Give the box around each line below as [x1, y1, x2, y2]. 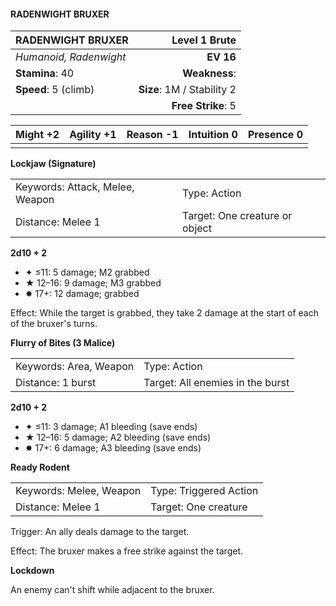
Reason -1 [126, 128, 179, 142]
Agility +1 [69, 128, 117, 142]
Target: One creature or [182, 209, 293, 223]
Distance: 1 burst [15, 376, 97, 390]
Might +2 [15, 128, 60, 142]
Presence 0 [247, 128, 303, 142]
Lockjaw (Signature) [10, 158, 97, 170]
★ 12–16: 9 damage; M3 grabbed [24, 277, 162, 289]
